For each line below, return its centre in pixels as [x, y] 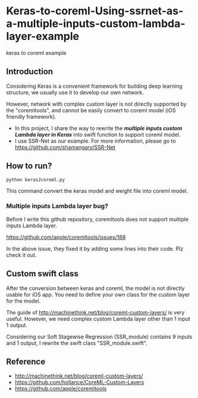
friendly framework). [31, 116]
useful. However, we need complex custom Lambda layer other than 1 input [98, 319]
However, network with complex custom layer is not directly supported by [96, 104]
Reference [26, 362]
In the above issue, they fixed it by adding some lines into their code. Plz [95, 248]
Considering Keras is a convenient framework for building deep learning [94, 86]
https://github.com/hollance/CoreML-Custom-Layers [79, 382]
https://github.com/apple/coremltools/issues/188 [66, 237]
